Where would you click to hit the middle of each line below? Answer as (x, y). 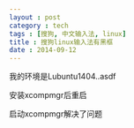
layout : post (35, 17)
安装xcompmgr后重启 (48, 95)
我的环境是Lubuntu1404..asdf (63, 77)
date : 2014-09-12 (43, 50)
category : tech (39, 26)
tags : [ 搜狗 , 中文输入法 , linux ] (68, 34)
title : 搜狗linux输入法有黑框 (61, 42)
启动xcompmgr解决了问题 (56, 114)
